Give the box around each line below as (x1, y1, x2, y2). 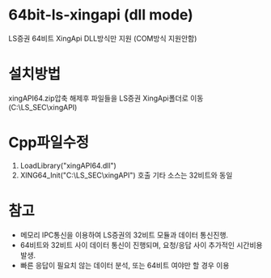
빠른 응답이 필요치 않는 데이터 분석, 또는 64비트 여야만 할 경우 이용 (19, 260, 230, 270)
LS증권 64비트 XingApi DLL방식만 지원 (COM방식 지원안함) (8, 33, 197, 43)
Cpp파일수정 (8, 134, 90, 152)
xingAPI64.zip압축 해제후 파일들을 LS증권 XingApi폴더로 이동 (8, 93, 204, 103)
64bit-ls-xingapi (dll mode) (8, 6, 194, 24)
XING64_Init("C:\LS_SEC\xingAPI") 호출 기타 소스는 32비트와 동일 (19, 170, 233, 180)
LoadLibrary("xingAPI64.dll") (19, 160, 117, 170)
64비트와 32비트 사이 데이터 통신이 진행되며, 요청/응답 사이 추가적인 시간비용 (19, 240, 263, 250)
